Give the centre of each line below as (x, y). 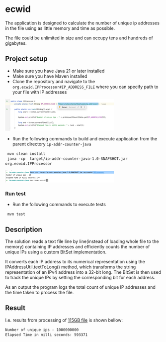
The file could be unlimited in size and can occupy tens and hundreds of (79, 38)
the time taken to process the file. (40, 292)
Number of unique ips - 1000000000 (42, 330)
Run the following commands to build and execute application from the (85, 138)
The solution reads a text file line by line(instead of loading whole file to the (82, 241)
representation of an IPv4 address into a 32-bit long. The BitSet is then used (83, 272)
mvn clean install (26, 154)
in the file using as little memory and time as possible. (60, 28)
